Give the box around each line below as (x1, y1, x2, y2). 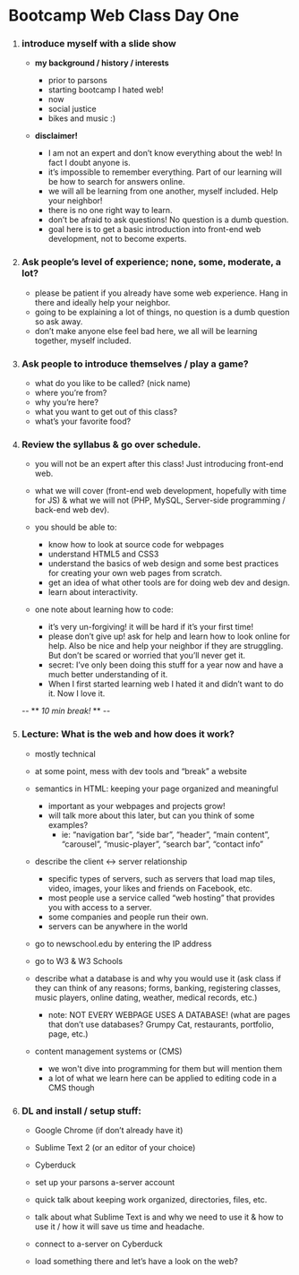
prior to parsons (47, 75, 108, 86)
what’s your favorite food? (34, 416, 132, 426)
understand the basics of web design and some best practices (47, 558, 279, 569)
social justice (47, 104, 97, 115)
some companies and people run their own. (47, 911, 209, 922)
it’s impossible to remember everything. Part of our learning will (47, 167, 283, 177)
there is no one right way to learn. (47, 205, 173, 216)
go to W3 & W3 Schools (34, 955, 123, 966)
